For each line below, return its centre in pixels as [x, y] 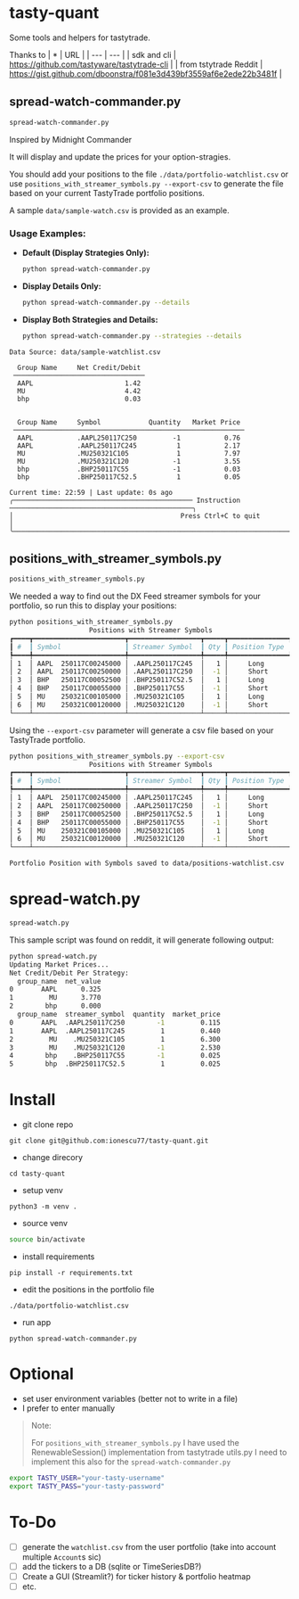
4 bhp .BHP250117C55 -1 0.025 [115, 1056]
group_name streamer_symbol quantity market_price [119, 1015]
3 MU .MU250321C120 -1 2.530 [115, 1047]
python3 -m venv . [43, 1207]
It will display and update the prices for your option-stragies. [120, 157]
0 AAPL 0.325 [55, 989]
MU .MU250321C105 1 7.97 [129, 453]
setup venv [43, 1191]
